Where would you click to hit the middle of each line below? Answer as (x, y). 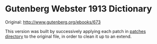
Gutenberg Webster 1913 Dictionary (78, 9)
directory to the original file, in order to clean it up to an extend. (69, 36)
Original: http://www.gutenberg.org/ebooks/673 (53, 22)
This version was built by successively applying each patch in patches (76, 31)
